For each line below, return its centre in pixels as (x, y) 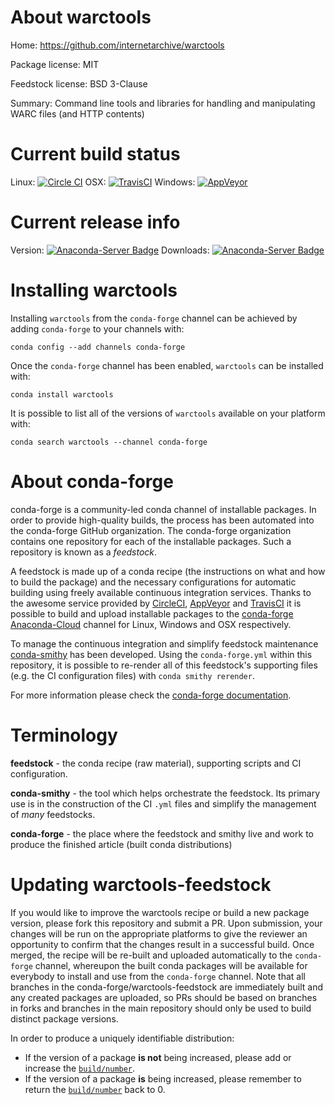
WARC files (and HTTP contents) (77, 113)
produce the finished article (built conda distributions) (121, 844)
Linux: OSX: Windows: (103, 182)
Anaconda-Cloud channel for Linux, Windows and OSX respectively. (151, 624)
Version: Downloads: (110, 250)
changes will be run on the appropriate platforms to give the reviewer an (159, 933)
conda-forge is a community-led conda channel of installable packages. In (163, 509)
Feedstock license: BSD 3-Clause (79, 83)
